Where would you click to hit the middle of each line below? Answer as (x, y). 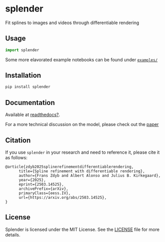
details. (13, 234)
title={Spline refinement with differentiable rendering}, (81, 171)
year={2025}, (32, 180)
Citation (18, 140)
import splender (22, 50)
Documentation (30, 103)
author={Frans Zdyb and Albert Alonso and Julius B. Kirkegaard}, (90, 175)
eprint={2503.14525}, (41, 184)
